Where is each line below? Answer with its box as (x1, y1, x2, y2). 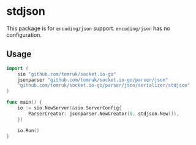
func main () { (6, 100, 43, 106)
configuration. (6, 31, 42, 38)
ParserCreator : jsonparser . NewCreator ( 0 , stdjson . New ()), (28, 111, 179, 117)
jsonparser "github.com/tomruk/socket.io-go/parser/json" (17, 77, 168, 83)
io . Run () (17, 127, 40, 133)
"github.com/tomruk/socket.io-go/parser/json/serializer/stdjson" (17, 82, 190, 88)
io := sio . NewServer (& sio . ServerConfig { (17, 105, 122, 111)
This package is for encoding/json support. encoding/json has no (6, 25, 170, 32)
